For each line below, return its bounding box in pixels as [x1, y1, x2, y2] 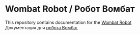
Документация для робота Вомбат [5, 24, 78, 30]
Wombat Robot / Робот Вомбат [5, 3, 135, 15]
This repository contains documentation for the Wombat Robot [5, 19, 132, 25]
